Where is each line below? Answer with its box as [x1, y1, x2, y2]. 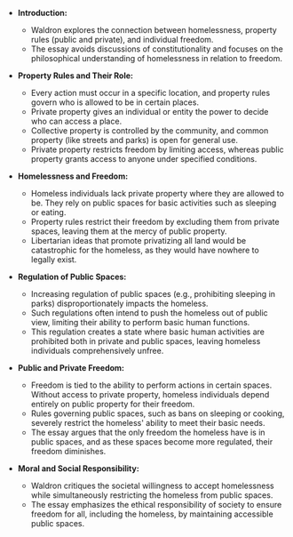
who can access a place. [30, 116, 123, 126]
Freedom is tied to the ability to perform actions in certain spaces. [30, 380, 273, 390]
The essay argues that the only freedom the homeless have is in [30, 427, 265, 437]
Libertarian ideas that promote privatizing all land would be [30, 236, 247, 245]
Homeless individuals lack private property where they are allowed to [30, 188, 284, 198]
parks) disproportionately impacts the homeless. [30, 298, 209, 309]
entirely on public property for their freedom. [30, 399, 195, 409]
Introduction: [17, 8, 68, 18]
